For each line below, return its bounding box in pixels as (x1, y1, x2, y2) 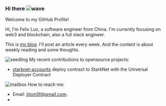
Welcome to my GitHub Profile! (5, 17, 69, 23)
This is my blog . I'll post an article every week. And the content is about (5, 41, 153, 47)
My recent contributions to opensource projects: (29, 57, 130, 63)
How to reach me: (27, 81, 64, 88)
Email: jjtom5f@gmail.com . (12, 91, 68, 97)
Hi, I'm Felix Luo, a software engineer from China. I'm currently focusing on (5, 26, 161, 32)
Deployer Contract (12, 72, 51, 78)
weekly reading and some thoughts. (5, 47, 79, 53)
